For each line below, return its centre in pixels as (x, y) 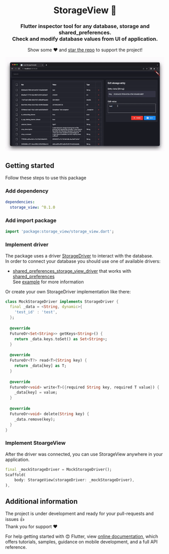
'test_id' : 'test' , (36, 312)
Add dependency (27, 191)
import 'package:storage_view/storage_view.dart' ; (60, 232)
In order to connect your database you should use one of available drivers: (83, 261)
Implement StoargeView (35, 443)
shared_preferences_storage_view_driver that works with (72, 271)
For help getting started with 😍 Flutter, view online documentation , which (82, 536)
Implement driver (27, 245)
